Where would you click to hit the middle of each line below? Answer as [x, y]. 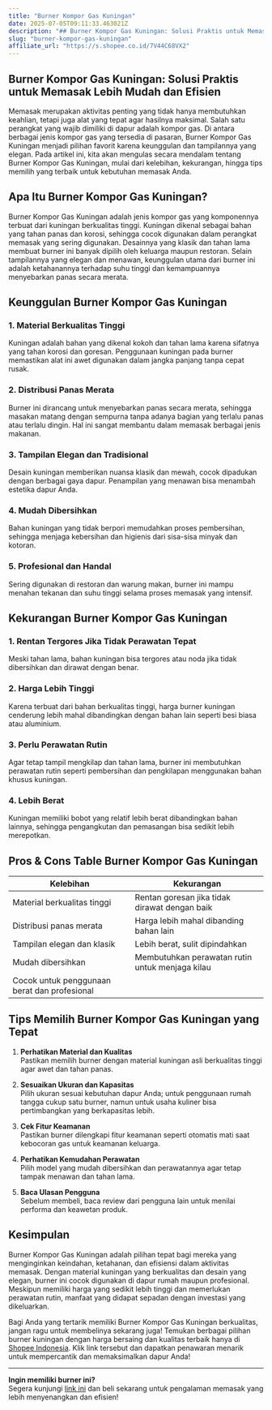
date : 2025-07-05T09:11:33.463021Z [68, 24]
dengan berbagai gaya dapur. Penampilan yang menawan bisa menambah [132, 481]
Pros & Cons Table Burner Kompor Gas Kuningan [133, 861]
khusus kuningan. [38, 779]
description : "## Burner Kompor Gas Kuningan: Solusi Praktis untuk [126, 31]
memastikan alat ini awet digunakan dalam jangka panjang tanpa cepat [126, 360]
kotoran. [22, 545]
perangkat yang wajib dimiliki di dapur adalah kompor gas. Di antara [121, 128]
